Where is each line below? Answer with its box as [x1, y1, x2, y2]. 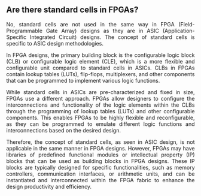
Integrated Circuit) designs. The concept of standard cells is [29, 33, 195, 41]
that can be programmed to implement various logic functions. [6, 77, 160, 84]
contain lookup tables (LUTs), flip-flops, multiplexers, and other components [6, 70, 195, 77]
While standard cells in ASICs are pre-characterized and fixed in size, [6, 88, 195, 95]
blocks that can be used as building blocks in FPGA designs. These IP [6, 157, 195, 164]
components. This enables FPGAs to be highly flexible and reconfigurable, [6, 114, 195, 121]
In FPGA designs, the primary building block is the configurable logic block [6, 51, 195, 59]
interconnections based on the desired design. [6, 126, 121, 134]
